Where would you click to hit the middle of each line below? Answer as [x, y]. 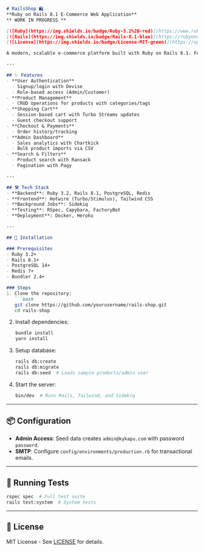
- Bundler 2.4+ [25, 277]
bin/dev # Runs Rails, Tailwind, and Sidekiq [75, 395]
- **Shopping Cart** [32, 109]
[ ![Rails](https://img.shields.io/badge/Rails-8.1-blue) [80, 36]
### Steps [19, 288]
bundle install [34, 333]
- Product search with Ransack [51, 160]
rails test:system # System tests [51, 502]
